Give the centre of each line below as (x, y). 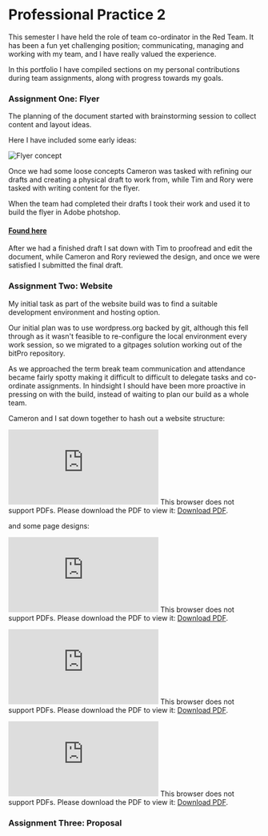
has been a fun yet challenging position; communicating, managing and (126, 45)
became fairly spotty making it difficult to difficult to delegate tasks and (126, 377)
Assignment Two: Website (61, 286)
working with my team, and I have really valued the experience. (112, 54)
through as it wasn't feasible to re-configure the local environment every (128, 336)
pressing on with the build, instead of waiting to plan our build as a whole (129, 394)
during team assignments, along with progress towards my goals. (116, 78)
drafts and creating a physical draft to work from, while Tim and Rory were (131, 180)
